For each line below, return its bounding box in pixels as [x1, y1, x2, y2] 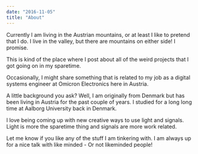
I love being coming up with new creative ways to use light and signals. [6, 116, 184, 124]
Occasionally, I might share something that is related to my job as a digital [6, 74, 191, 81]
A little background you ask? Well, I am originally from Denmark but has [6, 92, 185, 99]
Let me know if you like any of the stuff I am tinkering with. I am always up [6, 134, 191, 142]
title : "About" [6, 14, 45, 21]
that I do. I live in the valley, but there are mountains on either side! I [6, 37, 176, 45]
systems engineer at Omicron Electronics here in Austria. [6, 80, 149, 88]
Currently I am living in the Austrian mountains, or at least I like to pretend [6, 31, 190, 38]
